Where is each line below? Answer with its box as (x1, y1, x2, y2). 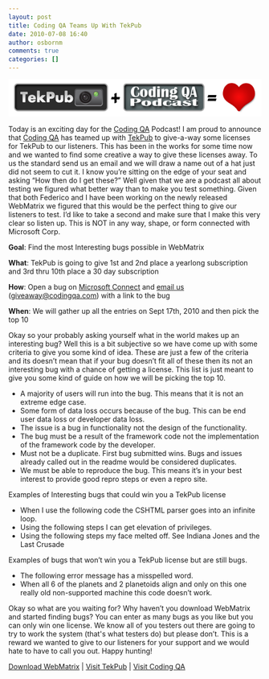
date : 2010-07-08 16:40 (8, 30, 88, 38)
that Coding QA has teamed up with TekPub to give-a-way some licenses (8, 133, 251, 142)
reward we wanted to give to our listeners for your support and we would (8, 637, 250, 647)
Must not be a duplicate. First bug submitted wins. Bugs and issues (19, 448, 243, 458)
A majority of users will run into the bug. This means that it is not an (19, 389, 244, 398)
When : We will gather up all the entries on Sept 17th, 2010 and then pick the (8, 306, 259, 315)
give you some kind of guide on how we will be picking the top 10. (8, 372, 226, 382)
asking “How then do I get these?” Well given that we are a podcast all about (8, 175, 262, 185)
